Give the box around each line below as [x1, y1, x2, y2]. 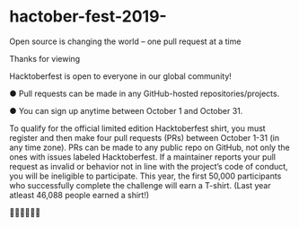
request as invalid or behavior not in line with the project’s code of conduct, [9, 161, 289, 171]
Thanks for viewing [9, 53, 81, 64]
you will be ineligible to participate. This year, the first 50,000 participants [9, 170, 282, 181]
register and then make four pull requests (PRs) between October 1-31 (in [9, 132, 280, 143]
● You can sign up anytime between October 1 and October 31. [9, 105, 243, 116]
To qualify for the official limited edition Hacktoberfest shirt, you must [9, 123, 267, 134]
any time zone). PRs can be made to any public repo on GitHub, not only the [9, 142, 290, 153]
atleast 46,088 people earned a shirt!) [9, 189, 150, 200]
